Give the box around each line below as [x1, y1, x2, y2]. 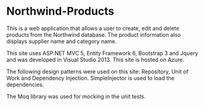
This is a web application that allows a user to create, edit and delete [6, 25, 179, 32]
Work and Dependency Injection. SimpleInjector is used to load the [6, 74, 175, 81]
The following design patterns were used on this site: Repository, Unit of [6, 67, 189, 75]
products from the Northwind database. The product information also [6, 31, 181, 38]
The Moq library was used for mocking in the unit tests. [6, 93, 146, 100]
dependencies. [6, 81, 44, 88]
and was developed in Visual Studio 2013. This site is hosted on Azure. [6, 56, 185, 63]
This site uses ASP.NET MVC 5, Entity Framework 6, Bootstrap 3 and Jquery [6, 49, 198, 56]
